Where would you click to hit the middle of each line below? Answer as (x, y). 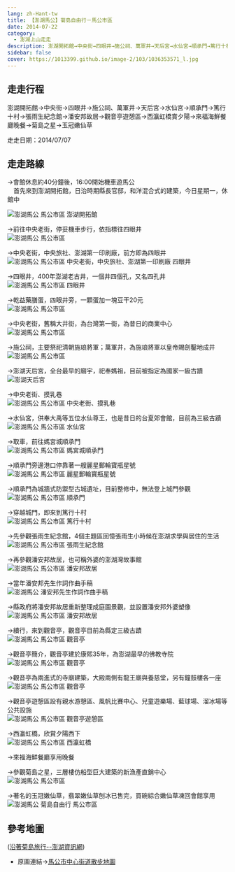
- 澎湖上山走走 (33, 40)
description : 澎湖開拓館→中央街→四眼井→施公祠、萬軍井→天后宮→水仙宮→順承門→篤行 (114, 46)
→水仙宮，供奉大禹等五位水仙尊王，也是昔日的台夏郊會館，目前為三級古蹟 (114, 418)
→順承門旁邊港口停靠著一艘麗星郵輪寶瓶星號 (72, 465)
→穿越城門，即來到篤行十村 (47, 513)
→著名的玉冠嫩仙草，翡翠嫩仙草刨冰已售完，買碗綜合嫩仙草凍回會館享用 (111, 796)
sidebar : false (29, 53)
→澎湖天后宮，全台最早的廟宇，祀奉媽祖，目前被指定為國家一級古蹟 (105, 371)
